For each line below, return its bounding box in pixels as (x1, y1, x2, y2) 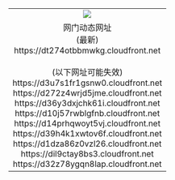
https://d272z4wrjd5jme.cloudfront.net (12, 87, 162, 98)
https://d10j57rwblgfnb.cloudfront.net (15, 107, 160, 118)
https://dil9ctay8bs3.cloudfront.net (20, 148, 155, 159)
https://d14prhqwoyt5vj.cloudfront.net (14, 118, 161, 129)
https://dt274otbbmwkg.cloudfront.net (14, 45, 161, 56)
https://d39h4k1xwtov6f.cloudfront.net (12, 127, 163, 139)
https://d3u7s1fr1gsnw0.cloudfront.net (12, 77, 163, 88)
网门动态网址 (63, 22, 112, 33)
